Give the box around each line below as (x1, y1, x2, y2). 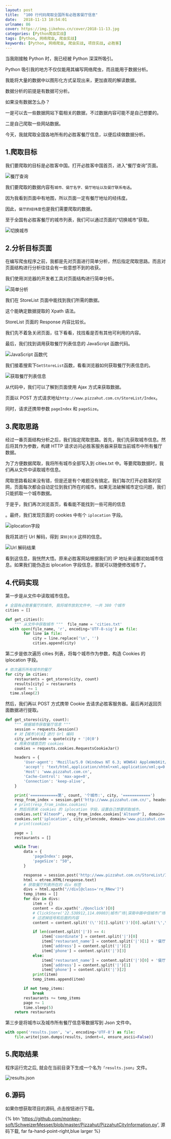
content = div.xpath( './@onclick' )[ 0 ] (32, 906, 115, 911)
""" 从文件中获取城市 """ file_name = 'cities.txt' (14, 622, 123, 627)
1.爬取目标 (5, 148, 38, 156)
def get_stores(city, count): (5, 717, 70, 723)
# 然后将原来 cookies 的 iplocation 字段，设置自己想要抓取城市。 (14, 807, 143, 812)
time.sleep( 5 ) (23, 1005, 53, 1010)
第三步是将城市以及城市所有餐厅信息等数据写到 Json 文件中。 (5, 1019, 134, 1026)
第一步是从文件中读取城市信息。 (5, 593, 72, 599)
